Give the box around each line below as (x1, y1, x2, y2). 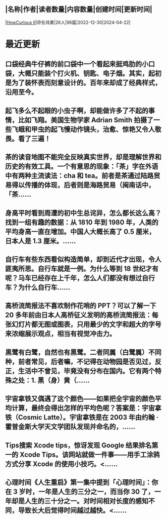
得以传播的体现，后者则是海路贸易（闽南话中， (11, 181, 155, 190)
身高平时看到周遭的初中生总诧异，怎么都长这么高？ (5, 208, 162, 217)
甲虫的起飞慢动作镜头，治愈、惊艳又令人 (31, 125, 155, 133)
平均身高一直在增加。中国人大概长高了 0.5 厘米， (5, 227, 156, 236)
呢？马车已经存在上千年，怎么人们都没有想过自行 (5, 274, 155, 282)
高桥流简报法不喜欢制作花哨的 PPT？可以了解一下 (5, 302, 157, 310)
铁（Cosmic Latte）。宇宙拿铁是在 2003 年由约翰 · (5, 413, 159, 422)
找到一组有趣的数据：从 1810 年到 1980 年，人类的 (5, 218, 159, 226)
